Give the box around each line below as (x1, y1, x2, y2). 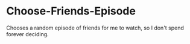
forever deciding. (6, 30, 49, 37)
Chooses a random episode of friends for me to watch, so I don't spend (6, 24, 184, 31)
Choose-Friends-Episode (6, 4, 136, 18)
